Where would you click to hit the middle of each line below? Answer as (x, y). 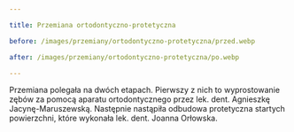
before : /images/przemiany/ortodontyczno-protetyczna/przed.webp (132, 41)
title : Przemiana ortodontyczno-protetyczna (93, 25)
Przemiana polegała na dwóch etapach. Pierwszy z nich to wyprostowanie (145, 90)
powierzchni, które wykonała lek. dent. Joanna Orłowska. (114, 118)
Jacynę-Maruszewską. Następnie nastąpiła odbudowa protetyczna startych (147, 109)
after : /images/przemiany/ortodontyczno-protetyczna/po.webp (124, 57)
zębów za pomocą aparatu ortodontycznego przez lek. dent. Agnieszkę (140, 99)
